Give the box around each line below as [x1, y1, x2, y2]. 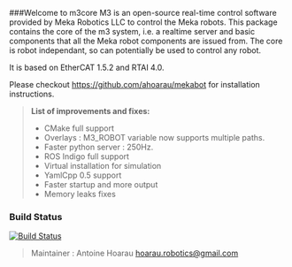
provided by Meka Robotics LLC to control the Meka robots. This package [9, 17, 278, 27]
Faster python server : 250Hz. [43, 141, 154, 152]
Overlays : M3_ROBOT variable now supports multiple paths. [43, 133, 265, 142]
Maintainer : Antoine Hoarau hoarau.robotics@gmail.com [30, 248, 239, 259]
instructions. [9, 88, 55, 99]
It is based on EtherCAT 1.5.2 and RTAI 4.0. [9, 62, 165, 72]
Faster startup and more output [43, 179, 158, 189]
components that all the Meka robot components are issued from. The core [9, 35, 283, 46]
